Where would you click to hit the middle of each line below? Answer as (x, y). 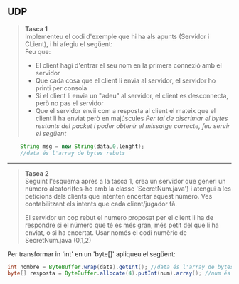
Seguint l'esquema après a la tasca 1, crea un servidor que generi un (125, 181)
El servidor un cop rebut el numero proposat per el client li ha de (119, 217)
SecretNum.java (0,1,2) (58, 240)
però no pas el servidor (70, 103)
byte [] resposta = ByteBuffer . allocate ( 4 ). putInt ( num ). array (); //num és (119, 273)
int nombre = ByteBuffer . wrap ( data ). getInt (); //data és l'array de (111, 267)
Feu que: (38, 51)
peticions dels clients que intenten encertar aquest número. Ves (118, 196)
